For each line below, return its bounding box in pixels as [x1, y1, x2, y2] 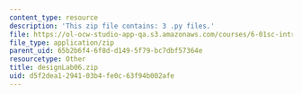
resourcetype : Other [9, 55, 87, 64]
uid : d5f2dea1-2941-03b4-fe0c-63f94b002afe [9, 72, 175, 81]
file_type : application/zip [9, 38, 115, 47]
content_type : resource [9, 13, 99, 22]
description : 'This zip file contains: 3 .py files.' [9, 21, 216, 30]
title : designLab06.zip [9, 64, 99, 73]
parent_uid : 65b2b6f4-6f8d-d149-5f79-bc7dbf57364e [9, 47, 203, 56]
